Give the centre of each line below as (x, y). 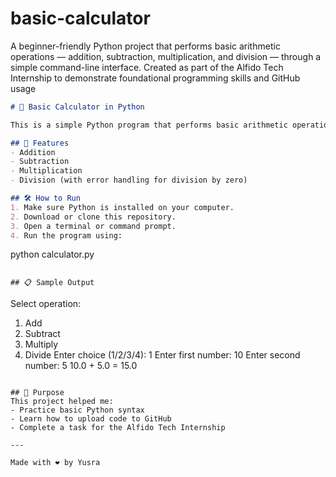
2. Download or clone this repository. (93, 217)
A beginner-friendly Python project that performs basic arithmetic (145, 46)
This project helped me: (62, 402)
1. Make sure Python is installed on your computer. (122, 207)
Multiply (41, 344)
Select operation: (46, 304)
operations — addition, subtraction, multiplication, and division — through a (166, 56)
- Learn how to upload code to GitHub (91, 419)
